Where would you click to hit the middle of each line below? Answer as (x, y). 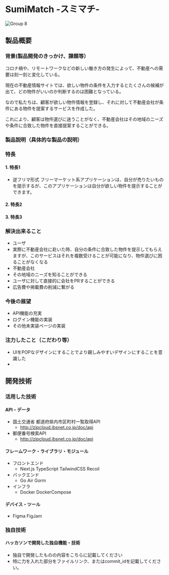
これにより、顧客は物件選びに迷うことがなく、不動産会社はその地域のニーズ (84, 119)
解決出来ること (23, 231)
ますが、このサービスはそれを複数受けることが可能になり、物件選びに (85, 256)
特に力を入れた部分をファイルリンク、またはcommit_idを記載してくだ (84, 561)
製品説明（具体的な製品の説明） (44, 139)
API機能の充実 (27, 313)
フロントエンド (28, 463)
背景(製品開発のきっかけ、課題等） (47, 56)
